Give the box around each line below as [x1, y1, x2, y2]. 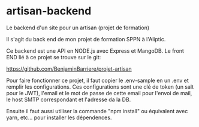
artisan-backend [6, 4, 92, 18]
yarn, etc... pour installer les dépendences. [6, 114, 112, 121]
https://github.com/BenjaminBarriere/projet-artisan [6, 65, 132, 72]
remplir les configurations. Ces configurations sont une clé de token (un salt [6, 83, 194, 90]
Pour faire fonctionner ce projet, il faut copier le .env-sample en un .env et [6, 77, 189, 84]
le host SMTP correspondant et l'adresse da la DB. [6, 96, 131, 103]
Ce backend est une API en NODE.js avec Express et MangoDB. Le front [6, 47, 185, 55]
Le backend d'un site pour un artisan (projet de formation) [6, 24, 150, 31]
